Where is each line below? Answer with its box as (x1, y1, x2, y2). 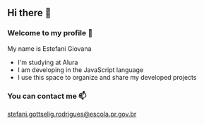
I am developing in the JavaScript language (17, 65, 144, 74)
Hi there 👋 (7, 7, 52, 19)
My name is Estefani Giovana (7, 44, 92, 53)
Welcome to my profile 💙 (7, 28, 93, 38)
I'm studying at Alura (17, 58, 78, 66)
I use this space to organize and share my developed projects (17, 73, 197, 81)
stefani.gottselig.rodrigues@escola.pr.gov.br (7, 109, 137, 118)
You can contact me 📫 (7, 91, 87, 101)
